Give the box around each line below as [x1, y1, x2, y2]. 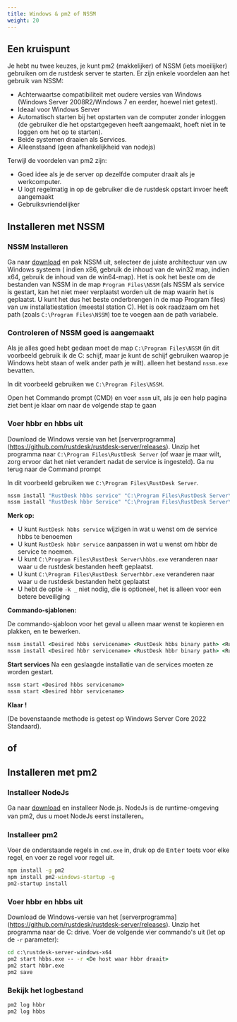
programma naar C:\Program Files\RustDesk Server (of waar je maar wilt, [7, 449, 221, 458]
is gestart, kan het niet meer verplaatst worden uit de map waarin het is [7, 288, 214, 296]
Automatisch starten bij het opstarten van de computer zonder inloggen [17, 113, 226, 121]
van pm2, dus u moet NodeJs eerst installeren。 [7, 812, 148, 820]
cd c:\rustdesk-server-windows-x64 [7, 949, 112, 956]
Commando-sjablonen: [7, 606, 77, 614]
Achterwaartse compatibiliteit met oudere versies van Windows [17, 90, 202, 99]
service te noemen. [17, 547, 74, 556]
